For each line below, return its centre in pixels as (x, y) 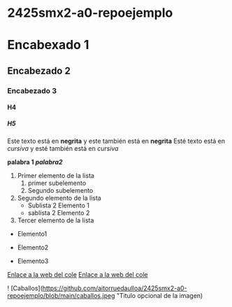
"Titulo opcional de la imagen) (160, 296)
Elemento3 (33, 261)
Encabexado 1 (48, 45)
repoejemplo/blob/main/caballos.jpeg (61, 296)
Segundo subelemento (60, 191)
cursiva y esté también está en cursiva (63, 149)
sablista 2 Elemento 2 (59, 213)
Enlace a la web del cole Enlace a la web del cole (78, 275)
